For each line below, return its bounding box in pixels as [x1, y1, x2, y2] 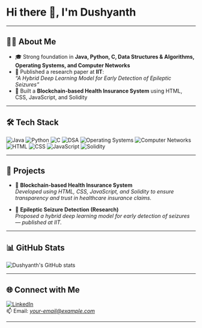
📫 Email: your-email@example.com [6, 308, 95, 314]
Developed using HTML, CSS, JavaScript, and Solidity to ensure [14, 188, 174, 195]
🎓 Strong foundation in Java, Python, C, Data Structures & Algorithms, [14, 53, 195, 60]
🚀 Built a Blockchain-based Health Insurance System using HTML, [14, 87, 182, 94]
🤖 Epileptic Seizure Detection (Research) [14, 206, 119, 213]
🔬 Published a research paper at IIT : [14, 68, 104, 75]
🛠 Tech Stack [6, 117, 59, 128]
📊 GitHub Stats [6, 243, 65, 253]
